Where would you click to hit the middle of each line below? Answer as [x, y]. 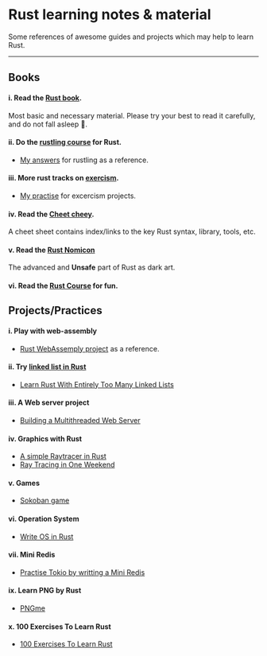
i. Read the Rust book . [45, 98]
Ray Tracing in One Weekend [67, 465]
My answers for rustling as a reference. [84, 160]
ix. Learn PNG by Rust [45, 591]
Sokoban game [44, 501]
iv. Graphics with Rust [45, 438]
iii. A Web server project [49, 402]
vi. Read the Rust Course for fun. [63, 285]
